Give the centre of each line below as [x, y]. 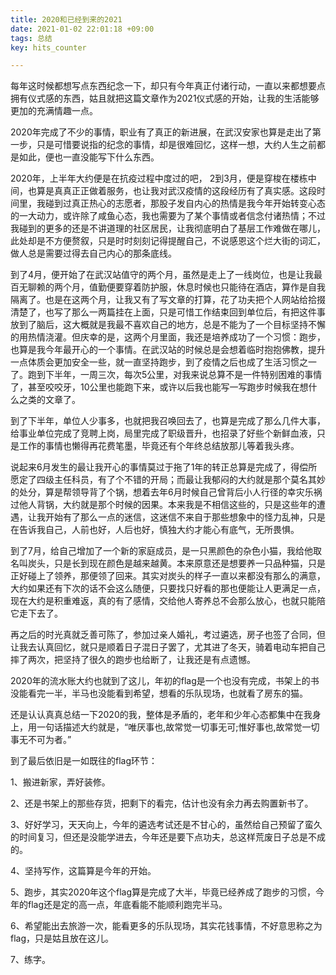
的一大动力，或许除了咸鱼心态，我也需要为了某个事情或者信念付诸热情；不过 [168, 216]
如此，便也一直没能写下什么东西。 [89, 157]
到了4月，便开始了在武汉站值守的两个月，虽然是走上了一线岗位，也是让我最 [166, 275]
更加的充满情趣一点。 [54, 111]
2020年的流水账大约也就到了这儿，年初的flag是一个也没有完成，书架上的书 [165, 681]
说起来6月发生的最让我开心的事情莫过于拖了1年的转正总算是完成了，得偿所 [164, 467]
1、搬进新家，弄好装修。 [60, 782]
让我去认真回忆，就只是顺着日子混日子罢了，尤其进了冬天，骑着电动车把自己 [168, 647]
